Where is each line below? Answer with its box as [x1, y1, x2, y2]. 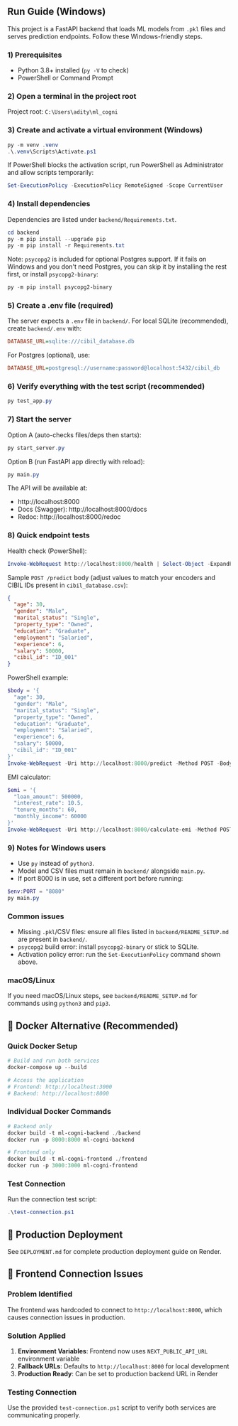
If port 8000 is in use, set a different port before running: [17, 874, 183, 883]
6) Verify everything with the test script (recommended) [7, 382, 205, 392]
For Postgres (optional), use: [7, 351, 91, 360]
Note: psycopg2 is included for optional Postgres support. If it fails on [7, 255, 207, 264]
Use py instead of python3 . [17, 859, 94, 868]
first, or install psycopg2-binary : [7, 270, 99, 279]
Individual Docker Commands [7, 1107, 112, 1117]
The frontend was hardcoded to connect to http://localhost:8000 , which [7, 1305, 222, 1314]
